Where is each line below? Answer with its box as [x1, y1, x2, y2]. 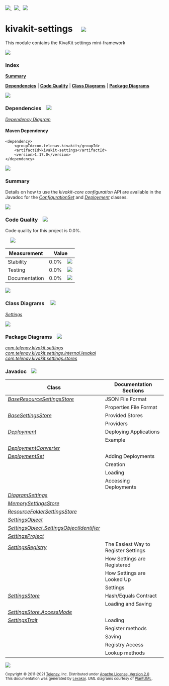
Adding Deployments [105, 453, 155, 460]
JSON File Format [105, 396, 147, 403]
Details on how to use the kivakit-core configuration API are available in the [5, 189, 161, 195]
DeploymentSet [8, 453, 44, 460]
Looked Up [105, 576, 131, 583]
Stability [8, 258, 27, 265]
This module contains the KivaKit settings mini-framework [5, 40, 126, 46]
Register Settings [105, 547, 146, 554]
